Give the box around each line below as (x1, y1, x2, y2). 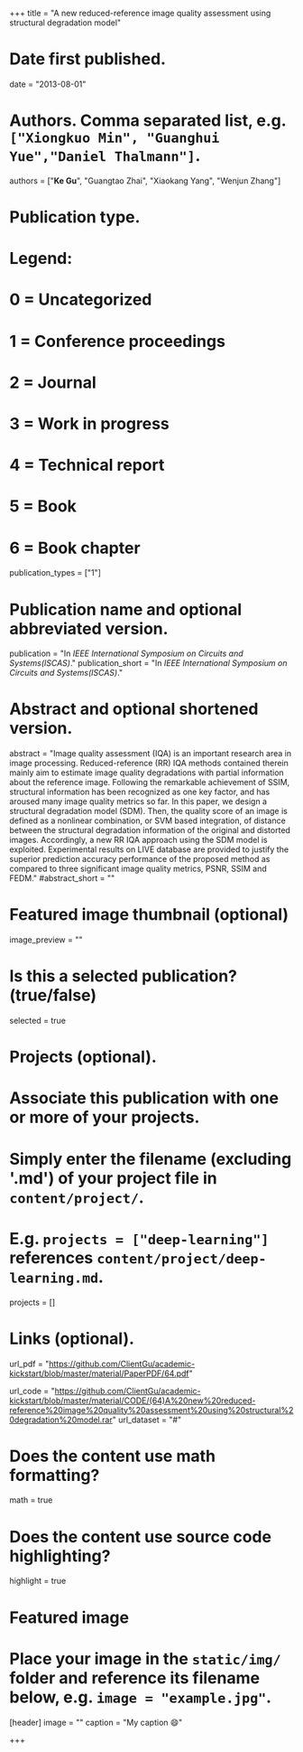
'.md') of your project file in (9, 1167, 218, 1188)
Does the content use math (9, 1446, 216, 1466)
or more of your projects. (9, 1107, 200, 1128)
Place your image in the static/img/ (9, 1648, 281, 1669)
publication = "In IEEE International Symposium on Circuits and (9, 648, 243, 659)
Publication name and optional (9, 599, 243, 620)
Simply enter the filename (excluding (9, 1148, 292, 1169)
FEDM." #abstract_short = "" (9, 873, 115, 884)
